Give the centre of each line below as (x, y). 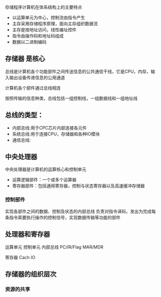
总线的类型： (24, 115)
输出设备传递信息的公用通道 (37, 78)
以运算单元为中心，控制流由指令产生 (49, 18)
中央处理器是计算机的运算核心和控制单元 (46, 169)
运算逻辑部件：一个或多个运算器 (44, 180)
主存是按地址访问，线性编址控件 (44, 30)
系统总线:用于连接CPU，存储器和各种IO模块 (56, 134)
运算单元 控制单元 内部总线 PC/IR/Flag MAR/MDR (54, 247)
